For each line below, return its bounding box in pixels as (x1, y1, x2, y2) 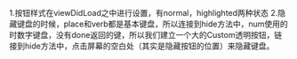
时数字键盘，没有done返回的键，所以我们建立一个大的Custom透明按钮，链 (9, 30, 283, 40)
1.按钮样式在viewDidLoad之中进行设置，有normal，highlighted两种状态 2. (9, 8, 278, 18)
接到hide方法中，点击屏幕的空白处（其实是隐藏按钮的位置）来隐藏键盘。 (9, 41, 275, 51)
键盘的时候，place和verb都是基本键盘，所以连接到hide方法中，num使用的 (16, 18, 289, 29)
